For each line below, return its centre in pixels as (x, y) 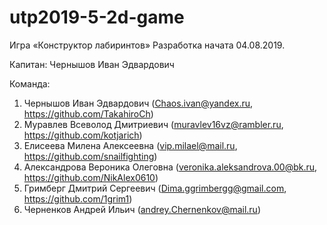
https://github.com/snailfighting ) (90, 156)
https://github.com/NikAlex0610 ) (91, 177)
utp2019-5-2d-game (97, 17)
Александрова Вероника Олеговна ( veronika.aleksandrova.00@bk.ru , (170, 167)
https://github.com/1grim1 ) (78, 198)
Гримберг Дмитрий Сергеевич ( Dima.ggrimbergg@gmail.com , (155, 188)
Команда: (30, 83)
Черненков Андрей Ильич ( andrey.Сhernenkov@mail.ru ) (142, 209)
